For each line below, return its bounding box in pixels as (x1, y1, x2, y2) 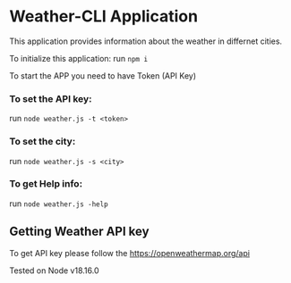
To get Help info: (9, 178, 83, 190)
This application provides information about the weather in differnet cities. (9, 36, 283, 46)
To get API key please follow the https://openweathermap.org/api (9, 247, 251, 258)
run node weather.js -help (9, 198, 109, 209)
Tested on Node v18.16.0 (9, 265, 99, 276)
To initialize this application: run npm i (9, 53, 149, 63)
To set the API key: (9, 92, 92, 104)
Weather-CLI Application (9, 6, 199, 27)
